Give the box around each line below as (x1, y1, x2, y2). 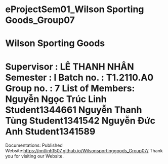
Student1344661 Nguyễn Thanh (5, 104, 142, 115)
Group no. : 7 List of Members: (5, 82, 135, 94)
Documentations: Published (5, 142, 63, 148)
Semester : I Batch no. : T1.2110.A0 (5, 72, 154, 83)
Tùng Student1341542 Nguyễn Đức (5, 115, 156, 126)
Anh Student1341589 (5, 125, 96, 137)
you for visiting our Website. (5, 153, 64, 159)
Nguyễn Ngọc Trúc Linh (5, 93, 107, 105)
